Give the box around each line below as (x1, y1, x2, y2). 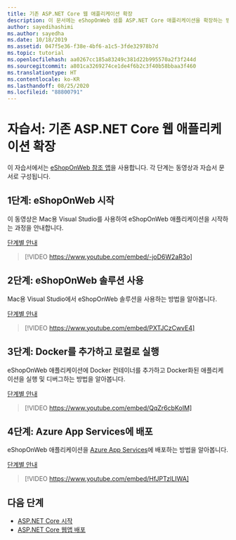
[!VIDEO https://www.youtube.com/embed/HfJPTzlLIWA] (24, 475, 190, 483)
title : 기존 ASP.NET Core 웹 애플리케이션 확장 (7, 10, 133, 18)
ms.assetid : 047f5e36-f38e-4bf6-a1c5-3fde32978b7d (7, 43, 159, 50)
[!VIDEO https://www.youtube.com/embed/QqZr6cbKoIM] (24, 404, 192, 412)
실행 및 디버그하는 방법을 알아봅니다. (25, 374, 126, 383)
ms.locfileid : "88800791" (7, 89, 83, 96)
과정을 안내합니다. (14, 223, 64, 232)
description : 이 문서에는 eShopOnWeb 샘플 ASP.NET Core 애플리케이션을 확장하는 (7, 17, 223, 24)
